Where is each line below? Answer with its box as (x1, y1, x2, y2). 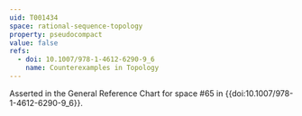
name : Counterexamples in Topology (25, 64, 160, 73)
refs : (9, 47, 30, 56)
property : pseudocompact (9, 30, 103, 39)
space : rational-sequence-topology (9, 22, 143, 31)
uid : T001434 (9, 13, 59, 22)
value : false (9, 38, 59, 48)
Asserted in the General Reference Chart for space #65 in (9, 87, 224, 99)
